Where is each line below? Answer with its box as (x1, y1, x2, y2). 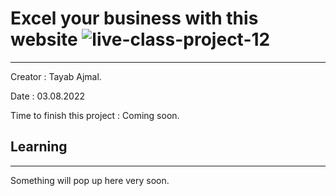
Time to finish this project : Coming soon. (10, 109, 180, 121)
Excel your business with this (10, 7, 259, 30)
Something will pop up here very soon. (10, 174, 170, 186)
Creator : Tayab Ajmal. (10, 70, 102, 82)
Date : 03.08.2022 (10, 90, 85, 102)
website (10, 28, 78, 51)
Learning (10, 138, 68, 156)
